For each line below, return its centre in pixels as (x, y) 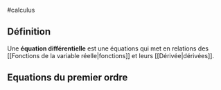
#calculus (21, 10)
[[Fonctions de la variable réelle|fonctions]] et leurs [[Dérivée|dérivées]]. (111, 55)
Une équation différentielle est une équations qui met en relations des (108, 48)
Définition (29, 31)
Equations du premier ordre (68, 78)
